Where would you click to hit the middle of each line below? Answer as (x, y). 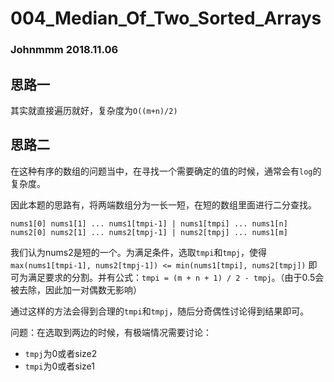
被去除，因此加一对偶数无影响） (76, 289)
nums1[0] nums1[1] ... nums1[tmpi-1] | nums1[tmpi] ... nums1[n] (149, 223)
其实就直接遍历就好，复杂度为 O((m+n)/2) (94, 110)
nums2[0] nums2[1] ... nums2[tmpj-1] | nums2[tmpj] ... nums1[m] (149, 232)
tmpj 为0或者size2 (61, 353)
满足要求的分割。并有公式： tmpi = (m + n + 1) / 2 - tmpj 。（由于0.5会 (176, 277)
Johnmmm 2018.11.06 (64, 50)
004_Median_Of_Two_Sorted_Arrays (166, 18)
